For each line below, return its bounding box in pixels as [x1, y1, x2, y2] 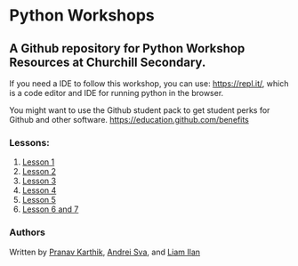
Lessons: [9, 136, 51, 149]
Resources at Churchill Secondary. [9, 54, 206, 69]
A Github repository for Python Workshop [9, 41, 246, 56]
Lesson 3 [21, 175, 56, 187]
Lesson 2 [21, 166, 56, 177]
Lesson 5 [21, 195, 56, 206]
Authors [9, 226, 46, 238]
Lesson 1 [21, 157, 55, 167]
